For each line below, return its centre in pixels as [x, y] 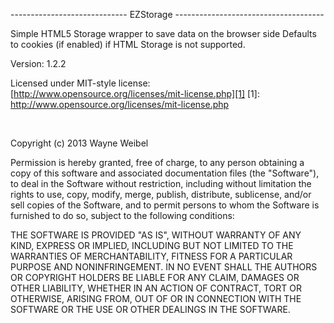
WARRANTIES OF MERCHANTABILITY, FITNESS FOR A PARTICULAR [151, 256]
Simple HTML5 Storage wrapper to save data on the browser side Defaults [163, 33]
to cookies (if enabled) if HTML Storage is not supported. [128, 44]
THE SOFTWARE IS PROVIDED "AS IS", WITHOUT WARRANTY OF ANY [156, 235]
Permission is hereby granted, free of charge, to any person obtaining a [157, 162]
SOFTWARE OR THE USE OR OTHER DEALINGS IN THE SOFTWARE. [150, 309]
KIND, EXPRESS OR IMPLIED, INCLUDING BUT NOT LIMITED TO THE [152, 245]
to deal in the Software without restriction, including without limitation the [161, 183]
